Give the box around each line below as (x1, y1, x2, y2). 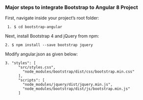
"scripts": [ (18, 78, 45, 83)
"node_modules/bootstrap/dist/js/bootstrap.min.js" (23, 86, 131, 92)
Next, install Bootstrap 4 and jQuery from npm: (5, 33, 99, 39)
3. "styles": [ (5, 61, 36, 66)
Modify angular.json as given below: (5, 51, 78, 57)
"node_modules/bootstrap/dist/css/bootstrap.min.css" (23, 69, 135, 75)
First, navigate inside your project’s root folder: (5, 15, 99, 21)
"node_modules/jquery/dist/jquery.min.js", (23, 82, 113, 87)
